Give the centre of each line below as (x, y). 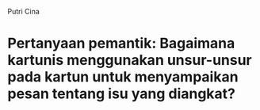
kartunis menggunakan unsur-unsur (130, 61)
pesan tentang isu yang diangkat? (121, 94)
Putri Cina (24, 11)
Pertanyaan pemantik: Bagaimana (121, 44)
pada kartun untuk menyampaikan (123, 77)
